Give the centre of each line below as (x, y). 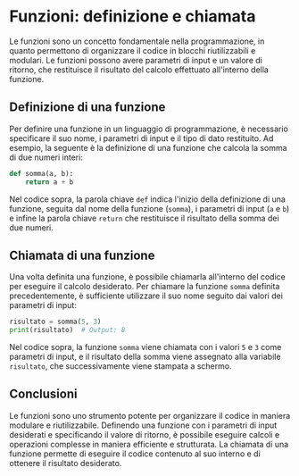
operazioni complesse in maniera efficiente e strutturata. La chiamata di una (149, 444)
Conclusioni (43, 394)
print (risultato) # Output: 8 (67, 330)
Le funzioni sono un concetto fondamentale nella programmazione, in (137, 41)
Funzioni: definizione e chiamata (133, 17)
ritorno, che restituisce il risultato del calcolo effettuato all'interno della (139, 70)
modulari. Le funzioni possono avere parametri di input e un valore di (136, 60)
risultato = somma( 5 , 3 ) (55, 322)
